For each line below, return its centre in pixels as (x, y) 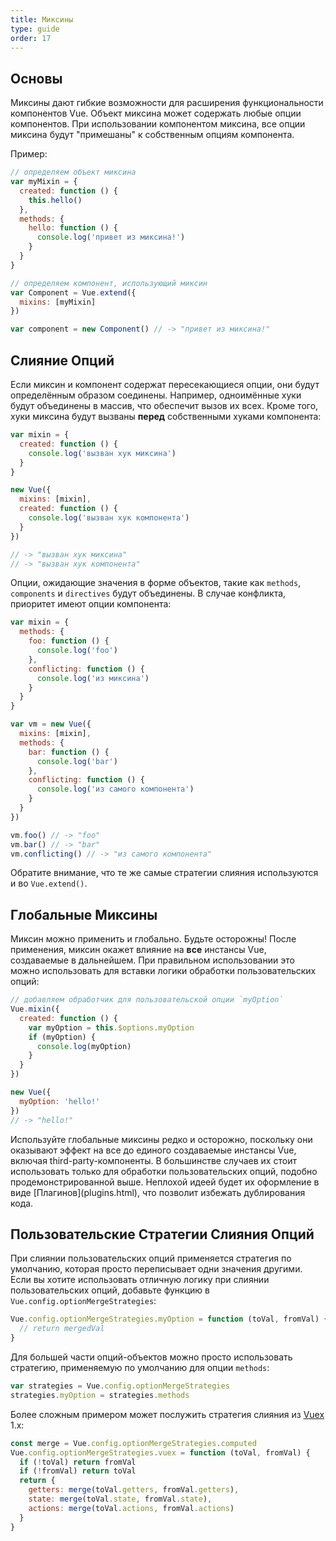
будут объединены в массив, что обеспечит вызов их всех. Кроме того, (164, 405)
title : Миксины (42, 19)
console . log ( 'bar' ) (77, 761)
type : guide (35, 29)
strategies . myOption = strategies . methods (100, 1395)
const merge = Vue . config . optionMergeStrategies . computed (133, 1443)
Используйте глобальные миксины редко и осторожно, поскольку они (161, 1139)
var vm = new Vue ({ (51, 724)
